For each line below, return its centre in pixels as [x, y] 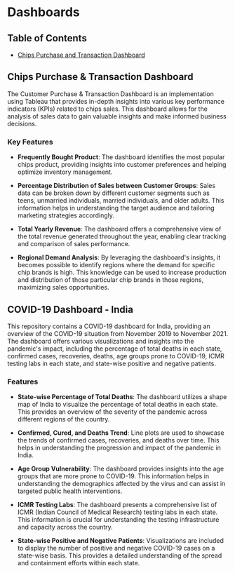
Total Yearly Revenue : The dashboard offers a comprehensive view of [119, 229]
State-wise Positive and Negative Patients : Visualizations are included [121, 541]
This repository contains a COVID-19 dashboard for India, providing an [109, 326]
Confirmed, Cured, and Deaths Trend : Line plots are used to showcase [121, 433]
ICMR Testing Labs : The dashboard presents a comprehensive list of [117, 505]
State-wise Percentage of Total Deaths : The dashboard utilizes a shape [122, 397]
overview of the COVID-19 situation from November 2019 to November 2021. [118, 333]
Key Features [31, 142]
